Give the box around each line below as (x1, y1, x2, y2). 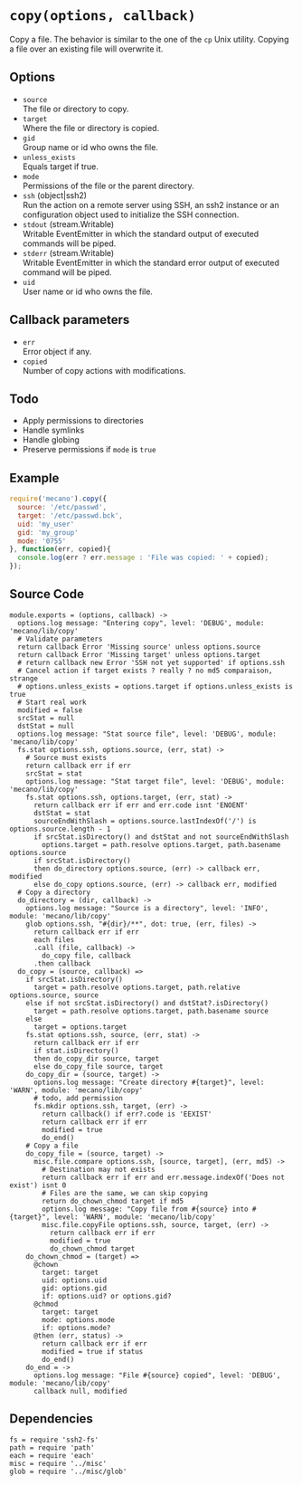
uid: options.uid (42, 1275, 107, 1285)
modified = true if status (42, 1347, 144, 1356)
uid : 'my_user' (17, 519, 75, 528)
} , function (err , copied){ (9, 545, 111, 554)
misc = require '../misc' (9, 1459, 107, 1468)
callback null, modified (33, 1386, 127, 1395)
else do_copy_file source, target (33, 1061, 165, 1071)
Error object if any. (22, 346, 92, 357)
